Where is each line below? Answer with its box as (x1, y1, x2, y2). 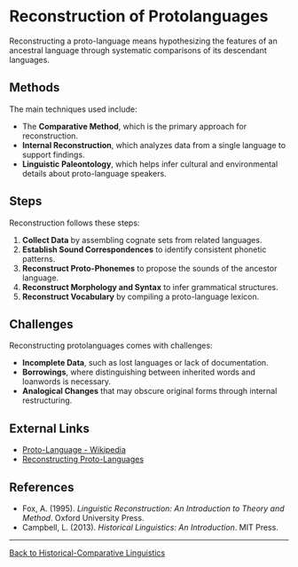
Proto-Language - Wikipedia (21, 445, 127, 455)
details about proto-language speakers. (21, 168, 167, 178)
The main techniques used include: (9, 104, 137, 114)
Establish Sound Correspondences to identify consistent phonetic (21, 244, 267, 255)
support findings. (21, 149, 86, 160)
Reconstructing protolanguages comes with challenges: (9, 340, 213, 351)
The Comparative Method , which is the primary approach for (21, 121, 247, 131)
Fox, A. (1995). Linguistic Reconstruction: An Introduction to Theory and (21, 503, 286, 514)
